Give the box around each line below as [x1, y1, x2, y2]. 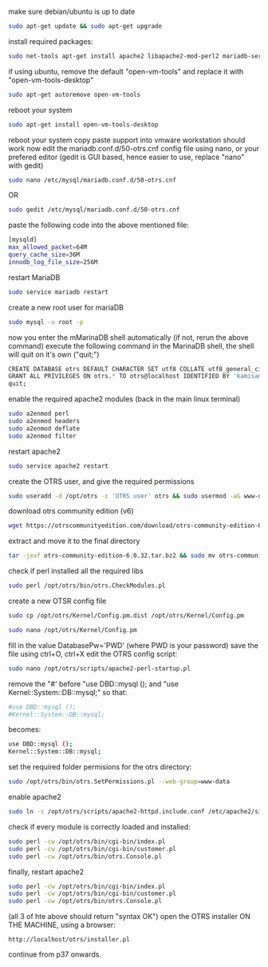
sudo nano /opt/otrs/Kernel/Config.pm [8, 625, 137, 634]
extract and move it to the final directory [8, 536, 140, 546]
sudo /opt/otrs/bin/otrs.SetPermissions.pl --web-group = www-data [8, 777, 230, 786]
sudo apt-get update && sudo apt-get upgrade [8, 22, 162, 30]
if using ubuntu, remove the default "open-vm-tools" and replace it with [8, 66, 244, 76]
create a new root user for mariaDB [8, 302, 124, 312]
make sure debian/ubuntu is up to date [8, 7, 136, 16]
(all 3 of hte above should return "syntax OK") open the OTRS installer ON [8, 912, 251, 921]
